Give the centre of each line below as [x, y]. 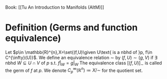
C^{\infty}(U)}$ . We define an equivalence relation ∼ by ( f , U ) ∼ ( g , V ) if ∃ [81, 57]
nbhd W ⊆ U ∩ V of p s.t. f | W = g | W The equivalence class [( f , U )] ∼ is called [84, 63]
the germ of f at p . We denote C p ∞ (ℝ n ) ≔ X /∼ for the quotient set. [74, 70]
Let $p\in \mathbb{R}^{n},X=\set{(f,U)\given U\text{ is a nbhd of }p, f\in [79, 52]
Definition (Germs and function [71, 28]
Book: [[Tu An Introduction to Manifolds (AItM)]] [55, 7]
